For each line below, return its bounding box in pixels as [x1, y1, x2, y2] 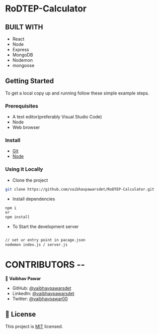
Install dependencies [12, 196, 56, 202]
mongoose [12, 63, 35, 68]
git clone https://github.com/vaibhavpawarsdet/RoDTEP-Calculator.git [5, 187, 155, 192]
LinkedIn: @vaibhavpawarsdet [12, 290, 75, 296]
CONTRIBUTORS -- [5, 259, 85, 270]
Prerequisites [5, 103, 38, 110]
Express [12, 47, 29, 52]
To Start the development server [12, 223, 79, 229]
